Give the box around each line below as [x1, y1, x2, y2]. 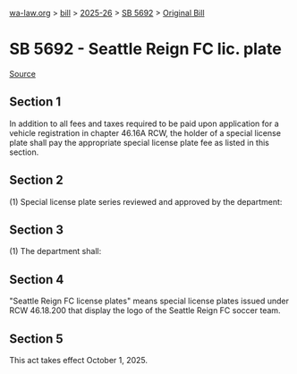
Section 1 [9, 94, 61, 110]
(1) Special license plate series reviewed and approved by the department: [9, 196, 283, 207]
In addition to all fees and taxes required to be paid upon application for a [9, 118, 279, 129]
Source [9, 68, 36, 79]
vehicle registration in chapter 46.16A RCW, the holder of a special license [9, 127, 282, 138]
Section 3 [9, 222, 64, 237]
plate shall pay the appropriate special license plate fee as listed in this [9, 137, 270, 148]
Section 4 [9, 272, 64, 287]
